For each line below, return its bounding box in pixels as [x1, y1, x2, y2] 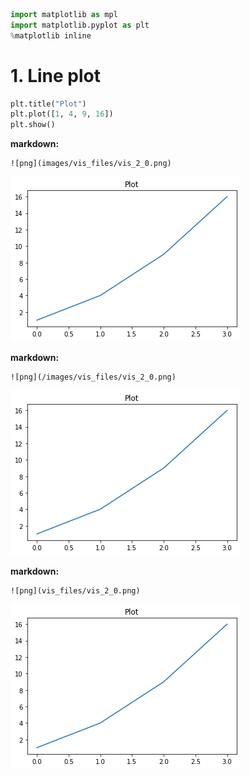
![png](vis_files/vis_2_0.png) [10, 586, 141, 596]
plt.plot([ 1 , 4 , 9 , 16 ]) [10, 109, 114, 119]
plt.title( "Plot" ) [10, 99, 87, 109]
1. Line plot [10, 64, 102, 87]
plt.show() [10, 120, 56, 130]
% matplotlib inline [10, 30, 92, 41]
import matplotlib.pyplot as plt [10, 20, 150, 30]
